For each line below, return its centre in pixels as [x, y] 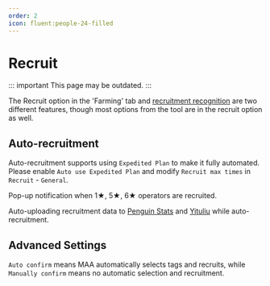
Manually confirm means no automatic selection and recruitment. [116, 273]
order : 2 [23, 16]
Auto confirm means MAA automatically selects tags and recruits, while [127, 265]
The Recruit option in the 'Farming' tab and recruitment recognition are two [133, 101]
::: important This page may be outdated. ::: [80, 85]
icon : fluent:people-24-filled [61, 23]
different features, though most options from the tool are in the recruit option [135, 110]
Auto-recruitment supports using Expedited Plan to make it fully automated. [134, 163]
